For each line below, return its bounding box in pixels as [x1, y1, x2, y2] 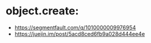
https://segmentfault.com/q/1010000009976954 [14, 24, 136, 31]
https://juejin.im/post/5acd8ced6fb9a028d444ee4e [14, 30, 146, 37]
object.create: [5, 4, 79, 18]
